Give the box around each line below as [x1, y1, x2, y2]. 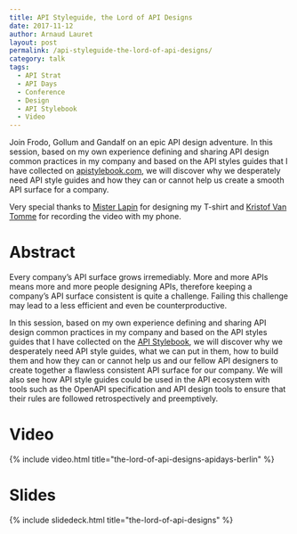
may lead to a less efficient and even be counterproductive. [9, 300, 228, 311]
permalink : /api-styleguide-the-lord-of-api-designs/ [9, 46, 213, 55]
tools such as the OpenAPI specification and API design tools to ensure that [9, 384, 286, 395]
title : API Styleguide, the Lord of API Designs [9, 12, 193, 22]
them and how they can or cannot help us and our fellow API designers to [9, 356, 278, 366]
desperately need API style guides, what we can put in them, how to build [9, 346, 278, 357]
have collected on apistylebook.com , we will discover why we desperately [9, 166, 281, 177]
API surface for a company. [9, 185, 109, 195]
